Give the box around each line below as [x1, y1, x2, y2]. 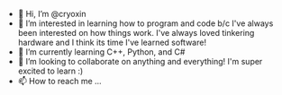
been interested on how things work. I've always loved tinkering [17, 28, 255, 38]
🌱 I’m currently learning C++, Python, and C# [17, 47, 186, 57]
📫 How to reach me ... [17, 76, 102, 86]
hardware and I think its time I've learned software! [17, 37, 207, 47]
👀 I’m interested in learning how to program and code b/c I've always [17, 18, 274, 29]
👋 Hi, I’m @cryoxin [17, 9, 86, 19]
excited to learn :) [17, 65, 84, 76]
